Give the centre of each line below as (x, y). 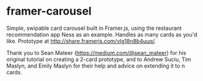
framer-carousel (49, 11)
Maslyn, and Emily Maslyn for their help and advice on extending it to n (96, 66)
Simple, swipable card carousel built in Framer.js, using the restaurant (94, 28)
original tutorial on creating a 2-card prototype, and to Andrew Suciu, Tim (99, 59)
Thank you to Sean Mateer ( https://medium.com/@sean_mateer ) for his (96, 52)
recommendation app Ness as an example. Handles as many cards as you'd (102, 34)
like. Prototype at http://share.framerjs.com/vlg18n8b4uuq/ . (81, 41)
